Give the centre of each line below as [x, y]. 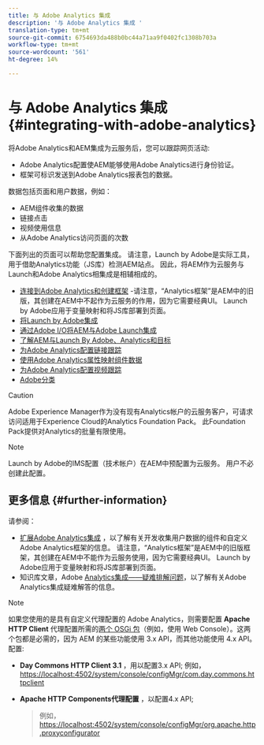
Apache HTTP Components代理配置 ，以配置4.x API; [106, 698]
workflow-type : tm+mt [44, 45]
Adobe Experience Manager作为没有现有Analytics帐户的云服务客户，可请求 [131, 412]
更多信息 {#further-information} [88, 500]
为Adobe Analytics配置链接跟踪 [71, 350]
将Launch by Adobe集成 [59, 320]
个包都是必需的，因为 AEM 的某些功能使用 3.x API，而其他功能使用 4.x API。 [132, 639]
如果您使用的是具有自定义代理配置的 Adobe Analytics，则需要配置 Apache [129, 619]
